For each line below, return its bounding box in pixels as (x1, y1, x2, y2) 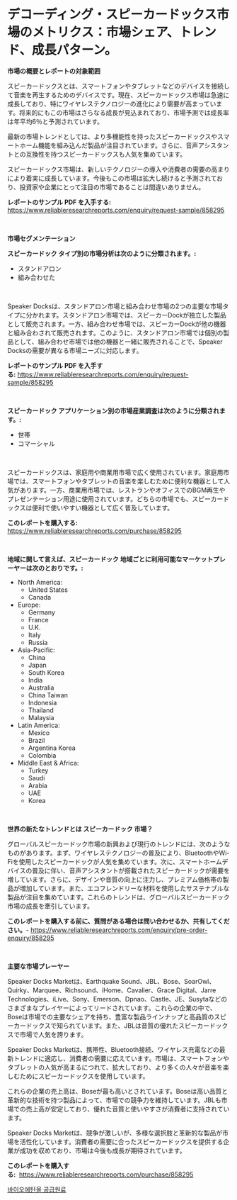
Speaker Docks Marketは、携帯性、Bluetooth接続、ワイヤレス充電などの (7, 1045, 219, 1053)
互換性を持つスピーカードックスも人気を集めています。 (25, 150, 187, 158)
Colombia (28, 751, 57, 759)
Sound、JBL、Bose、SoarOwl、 (120, 977, 216, 985)
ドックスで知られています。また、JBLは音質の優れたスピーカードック (25, 1021, 229, 1030)
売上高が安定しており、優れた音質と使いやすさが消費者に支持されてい (25, 1104, 230, 1113)
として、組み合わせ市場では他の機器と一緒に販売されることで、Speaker (13, 337, 223, 346)
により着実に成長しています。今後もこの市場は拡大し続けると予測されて (7, 174, 217, 182)
